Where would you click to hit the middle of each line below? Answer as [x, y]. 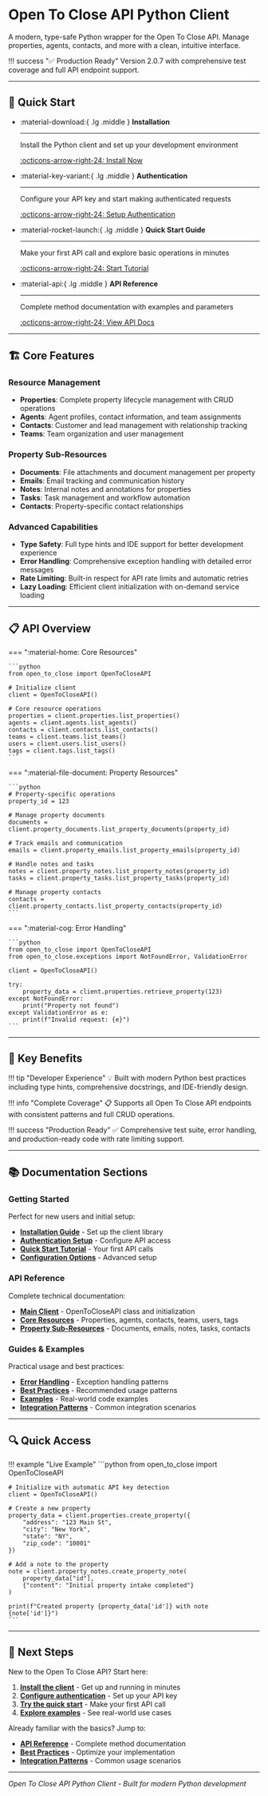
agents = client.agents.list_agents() [73, 722]
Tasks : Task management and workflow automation [105, 497]
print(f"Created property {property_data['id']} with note [108, 1606]
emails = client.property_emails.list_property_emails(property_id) [124, 850]
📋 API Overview [50, 629]
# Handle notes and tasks [51, 864]
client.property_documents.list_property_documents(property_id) [119, 829]
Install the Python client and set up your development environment [129, 145]
